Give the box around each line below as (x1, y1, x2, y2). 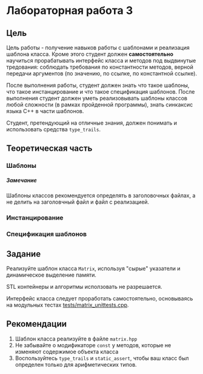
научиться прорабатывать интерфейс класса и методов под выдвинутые (6, 57, 196, 64)
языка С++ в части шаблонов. (6, 108, 84, 114)
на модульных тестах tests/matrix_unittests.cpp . (6, 301, 129, 308)
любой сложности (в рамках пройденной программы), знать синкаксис (6, 101, 193, 108)
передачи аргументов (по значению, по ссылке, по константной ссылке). (6, 70, 198, 77)
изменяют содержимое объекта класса (15, 348, 119, 355)
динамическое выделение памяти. (6, 271, 97, 279)
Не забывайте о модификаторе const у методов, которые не (15, 341, 171, 348)
